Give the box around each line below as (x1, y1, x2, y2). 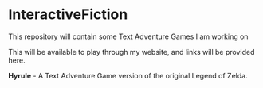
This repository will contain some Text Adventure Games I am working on (8, 32, 249, 41)
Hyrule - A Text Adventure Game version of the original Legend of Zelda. (8, 71, 249, 80)
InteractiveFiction (8, 6, 128, 24)
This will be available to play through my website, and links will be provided (8, 47, 255, 56)
